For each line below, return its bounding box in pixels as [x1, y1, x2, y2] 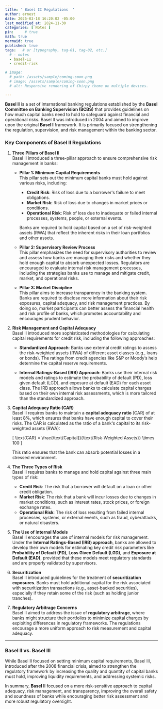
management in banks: [12, 160, 58, 166]
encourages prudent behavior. [19, 315, 80, 321]
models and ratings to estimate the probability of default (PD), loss [19, 375, 152, 380]
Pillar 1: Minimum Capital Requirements [19, 169, 100, 175]
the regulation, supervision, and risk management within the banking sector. [5, 127, 157, 132]
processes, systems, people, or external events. [26, 215, 123, 221]
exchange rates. [19, 504, 52, 510]
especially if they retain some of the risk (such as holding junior [12, 590, 139, 596]
